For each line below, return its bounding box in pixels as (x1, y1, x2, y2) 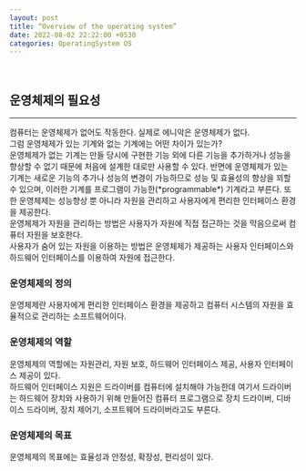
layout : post (9, 13, 59, 23)
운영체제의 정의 (9, 277, 73, 290)
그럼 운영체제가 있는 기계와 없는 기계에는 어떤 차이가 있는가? (9, 138, 223, 149)
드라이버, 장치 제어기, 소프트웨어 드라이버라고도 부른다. (25, 404, 221, 415)
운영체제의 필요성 (9, 92, 101, 108)
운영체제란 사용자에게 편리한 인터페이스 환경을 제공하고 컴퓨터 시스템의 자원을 (9, 300, 285, 311)
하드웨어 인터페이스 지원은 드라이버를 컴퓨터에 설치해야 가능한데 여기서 (9, 381, 260, 392)
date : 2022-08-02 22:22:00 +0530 (9, 30, 137, 39)
